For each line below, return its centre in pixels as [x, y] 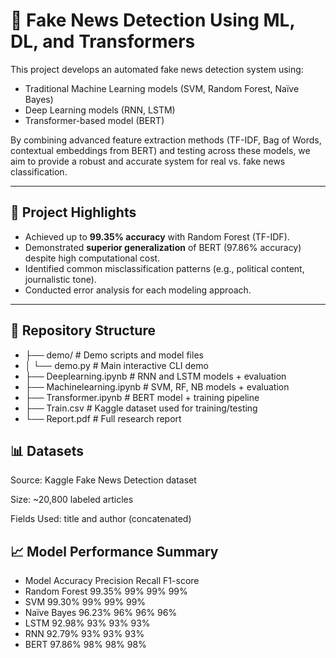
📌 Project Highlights [73, 212]
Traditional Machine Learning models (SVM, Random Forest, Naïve [162, 88]
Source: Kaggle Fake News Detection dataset [103, 480]
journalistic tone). [60, 279]
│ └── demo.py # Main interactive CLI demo [116, 365]
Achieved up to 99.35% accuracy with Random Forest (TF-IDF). [157, 236]
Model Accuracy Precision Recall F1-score [112, 581]
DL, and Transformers [103, 41]
